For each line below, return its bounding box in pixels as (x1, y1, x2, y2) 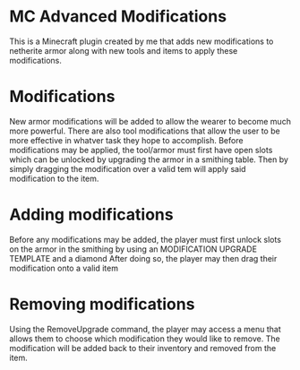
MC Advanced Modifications (9, 6, 227, 27)
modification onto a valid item (9, 262, 119, 273)
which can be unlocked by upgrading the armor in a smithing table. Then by (9, 154, 289, 165)
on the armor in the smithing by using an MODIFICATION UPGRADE (9, 244, 258, 254)
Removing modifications (9, 294, 195, 314)
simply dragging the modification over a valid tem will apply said (9, 163, 246, 174)
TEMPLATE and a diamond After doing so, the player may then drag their (9, 253, 278, 263)
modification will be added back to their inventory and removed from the (9, 342, 277, 353)
